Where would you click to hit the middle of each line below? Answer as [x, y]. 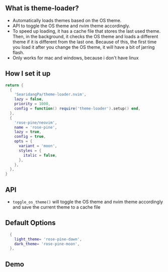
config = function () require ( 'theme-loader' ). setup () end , [77, 109]
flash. [18, 52]
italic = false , [40, 155]
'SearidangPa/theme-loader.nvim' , [50, 95]
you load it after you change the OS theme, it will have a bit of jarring [83, 47]
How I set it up [28, 74]
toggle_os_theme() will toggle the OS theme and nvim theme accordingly [88, 202]
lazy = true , [28, 132]
